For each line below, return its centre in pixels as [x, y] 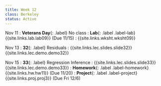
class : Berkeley [22, 14]
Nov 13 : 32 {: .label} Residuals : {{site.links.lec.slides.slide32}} [69, 48]
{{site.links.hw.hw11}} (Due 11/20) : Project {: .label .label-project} [71, 73]
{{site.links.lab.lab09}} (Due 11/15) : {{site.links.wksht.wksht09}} [70, 38]
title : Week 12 [21, 10]
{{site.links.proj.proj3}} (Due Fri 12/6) [43, 78]
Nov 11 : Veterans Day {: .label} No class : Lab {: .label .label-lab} [70, 33]
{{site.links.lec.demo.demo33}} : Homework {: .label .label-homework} [77, 68]
